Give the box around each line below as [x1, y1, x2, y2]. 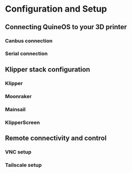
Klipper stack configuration [5, 65, 90, 73]
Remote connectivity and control [5, 134, 107, 142]
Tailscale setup [5, 161, 42, 168]
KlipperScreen [5, 119, 40, 126]
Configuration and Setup [5, 3, 107, 15]
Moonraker [5, 93, 32, 100]
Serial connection [5, 50, 48, 57]
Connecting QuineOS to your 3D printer [5, 23, 127, 31]
